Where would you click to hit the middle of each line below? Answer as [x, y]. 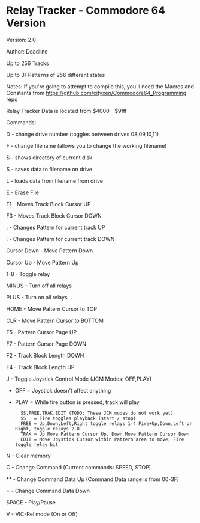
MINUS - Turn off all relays [39, 286]
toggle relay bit [37, 445]
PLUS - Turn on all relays [37, 297]
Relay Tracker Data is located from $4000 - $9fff [66, 111]
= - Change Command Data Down [48, 491]
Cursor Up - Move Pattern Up [43, 262]
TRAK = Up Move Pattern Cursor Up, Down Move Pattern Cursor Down [105, 434]
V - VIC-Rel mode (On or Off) [42, 514]
